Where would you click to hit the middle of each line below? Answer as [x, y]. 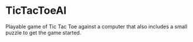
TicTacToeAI [36, 11]
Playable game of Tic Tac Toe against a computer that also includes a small [97, 26]
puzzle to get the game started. [43, 32]
